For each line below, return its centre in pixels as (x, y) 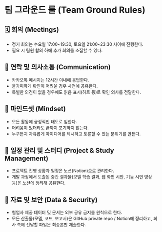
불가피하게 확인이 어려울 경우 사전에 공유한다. (55, 86)
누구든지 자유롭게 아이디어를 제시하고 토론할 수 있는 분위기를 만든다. (76, 134)
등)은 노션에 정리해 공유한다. (39, 183)
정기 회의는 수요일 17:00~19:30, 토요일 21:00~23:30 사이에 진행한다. (77, 44)
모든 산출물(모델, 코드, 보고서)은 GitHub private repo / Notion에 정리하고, (82, 219)
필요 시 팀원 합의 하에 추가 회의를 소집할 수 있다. (57, 50)
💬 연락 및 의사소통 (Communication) (58, 67)
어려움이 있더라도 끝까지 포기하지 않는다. (50, 128)
